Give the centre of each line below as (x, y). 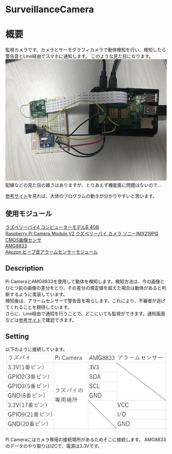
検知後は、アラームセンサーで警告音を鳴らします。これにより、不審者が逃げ (85, 301)
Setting (17, 336)
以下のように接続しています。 (37, 349)
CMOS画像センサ (24, 240)
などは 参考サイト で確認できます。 (41, 320)
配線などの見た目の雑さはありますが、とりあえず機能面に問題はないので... (83, 185)
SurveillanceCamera (50, 10)
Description (24, 268)
